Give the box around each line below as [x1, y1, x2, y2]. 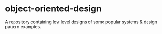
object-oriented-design [5, 3, 102, 14]
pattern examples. [5, 24, 41, 29]
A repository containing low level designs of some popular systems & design [5, 19, 157, 25]
